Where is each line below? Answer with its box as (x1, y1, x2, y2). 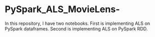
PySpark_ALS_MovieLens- (5, 4, 120, 15)
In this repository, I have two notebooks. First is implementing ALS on (5, 20, 150, 26)
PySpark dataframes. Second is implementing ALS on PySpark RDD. (5, 25, 148, 31)
